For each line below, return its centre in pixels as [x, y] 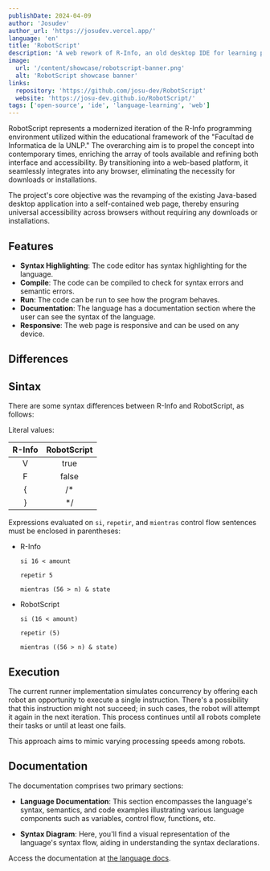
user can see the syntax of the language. [88, 316]
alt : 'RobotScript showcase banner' [77, 76]
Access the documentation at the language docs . [90, 858]
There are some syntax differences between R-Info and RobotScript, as [127, 406]
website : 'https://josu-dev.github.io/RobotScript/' [106, 98]
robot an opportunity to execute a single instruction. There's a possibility [129, 700]
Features [31, 246]
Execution [34, 672]
